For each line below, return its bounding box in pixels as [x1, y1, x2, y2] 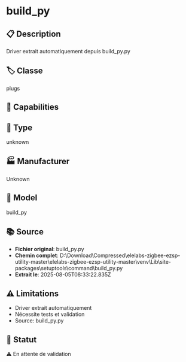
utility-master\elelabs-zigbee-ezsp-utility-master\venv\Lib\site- [14, 258, 172, 266]
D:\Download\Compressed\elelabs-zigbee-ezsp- [59, 252, 181, 259]
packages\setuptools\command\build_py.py [14, 265, 123, 272]
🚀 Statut [6, 334, 37, 345]
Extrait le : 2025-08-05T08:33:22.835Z [14, 271, 112, 278]
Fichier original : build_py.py [14, 246, 85, 253]
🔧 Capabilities [6, 102, 59, 112]
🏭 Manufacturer [6, 156, 70, 167]
